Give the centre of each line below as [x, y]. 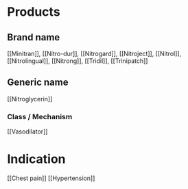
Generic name [38, 83]
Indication [36, 159]
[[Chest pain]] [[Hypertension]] [51, 178]
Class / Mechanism [40, 116]
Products [34, 12]
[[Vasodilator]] [27, 131]
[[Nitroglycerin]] [30, 99]
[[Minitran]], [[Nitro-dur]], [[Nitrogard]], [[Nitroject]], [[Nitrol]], [94, 53]
